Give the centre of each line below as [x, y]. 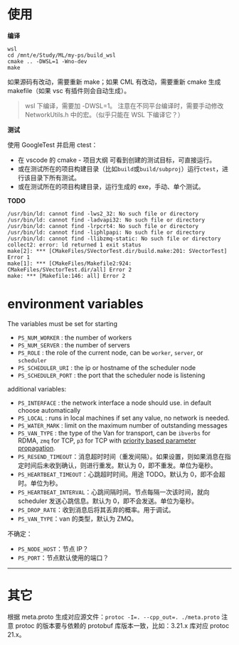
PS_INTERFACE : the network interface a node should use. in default [114, 403]
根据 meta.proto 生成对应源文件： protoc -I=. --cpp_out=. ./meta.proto [114, 617]
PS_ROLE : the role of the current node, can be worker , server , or [110, 352]
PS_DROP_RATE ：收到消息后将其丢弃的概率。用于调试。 [96, 509]
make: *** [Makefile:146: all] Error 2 [67, 276]
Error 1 [19, 257]
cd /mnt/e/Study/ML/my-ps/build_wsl [62, 55]
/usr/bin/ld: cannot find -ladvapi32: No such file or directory [106, 220]
